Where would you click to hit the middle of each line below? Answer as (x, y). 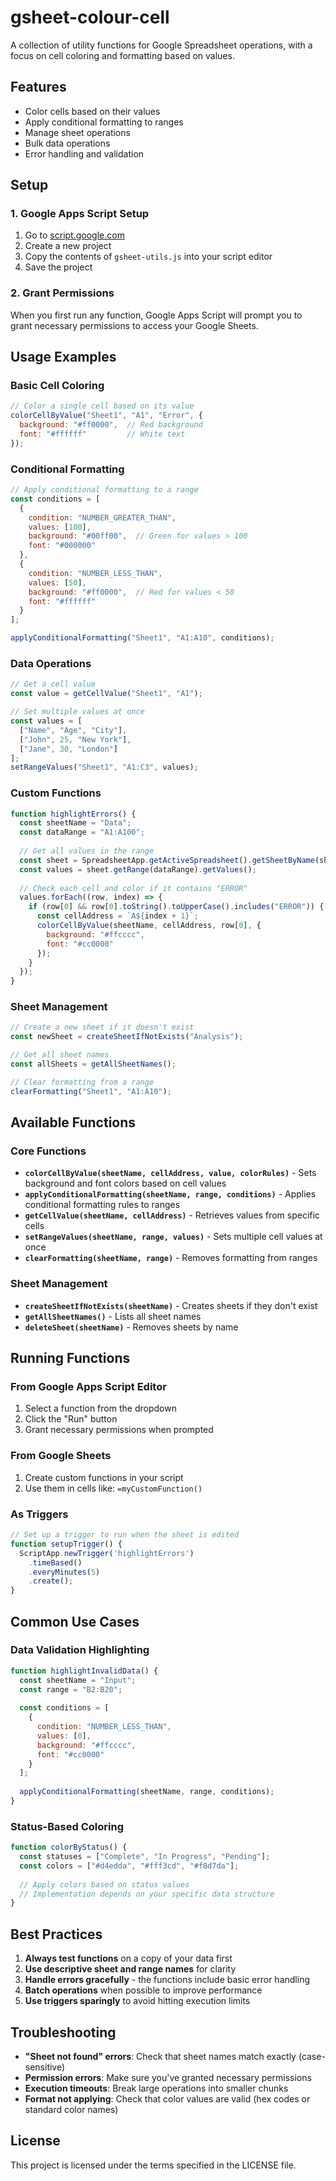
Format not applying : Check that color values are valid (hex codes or (167, 2098)
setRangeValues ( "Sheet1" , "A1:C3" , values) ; (104, 767)
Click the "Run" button (71, 1419)
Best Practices (56, 1934)
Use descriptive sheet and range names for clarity (130, 1969)
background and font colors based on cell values (125, 1183)
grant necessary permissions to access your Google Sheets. (134, 325)
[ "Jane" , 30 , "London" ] (68, 749)
